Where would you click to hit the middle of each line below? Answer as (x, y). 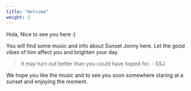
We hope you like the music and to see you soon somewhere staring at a (95, 75)
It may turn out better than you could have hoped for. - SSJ (93, 64)
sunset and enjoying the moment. (47, 81)
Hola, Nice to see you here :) (41, 34)
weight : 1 (18, 17)
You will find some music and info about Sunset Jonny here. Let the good (95, 46)
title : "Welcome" (28, 12)
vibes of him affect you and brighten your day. (63, 52)
